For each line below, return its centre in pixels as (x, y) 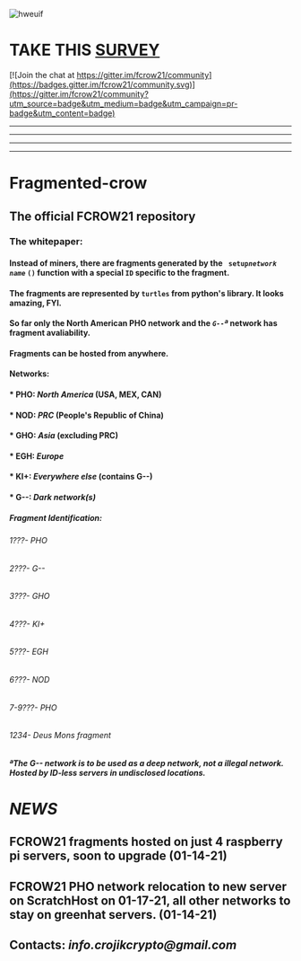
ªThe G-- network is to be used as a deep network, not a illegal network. (146, 763)
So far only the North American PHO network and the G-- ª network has (143, 323)
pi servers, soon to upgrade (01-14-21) (118, 856)
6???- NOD (30, 679)
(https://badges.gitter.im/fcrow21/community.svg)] (102, 84)
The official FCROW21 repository (103, 216)
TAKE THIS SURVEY (85, 50)
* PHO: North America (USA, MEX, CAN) (86, 394)
